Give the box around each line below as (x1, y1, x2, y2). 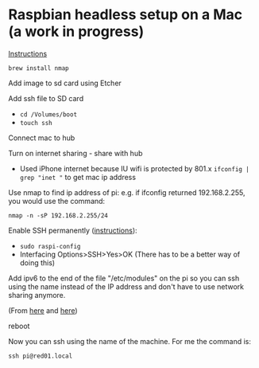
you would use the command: (8, 196, 106, 206)
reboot (8, 321, 30, 331)
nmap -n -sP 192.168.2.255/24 (8, 211, 109, 220)
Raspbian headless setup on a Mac (8, 6, 243, 24)
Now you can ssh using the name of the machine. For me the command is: (8, 336, 252, 346)
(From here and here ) (8, 305, 78, 315)
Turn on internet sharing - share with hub (8, 148, 143, 158)
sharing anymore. (8, 290, 66, 299)
